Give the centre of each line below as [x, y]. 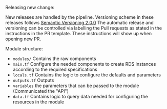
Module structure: [24, 49]
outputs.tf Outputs [33, 80]
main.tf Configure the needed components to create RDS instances [84, 64]
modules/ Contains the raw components [54, 59]
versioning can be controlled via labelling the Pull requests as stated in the [84, 28]
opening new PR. [23, 39]
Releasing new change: [30, 7]
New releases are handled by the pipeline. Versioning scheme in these [79, 17]
